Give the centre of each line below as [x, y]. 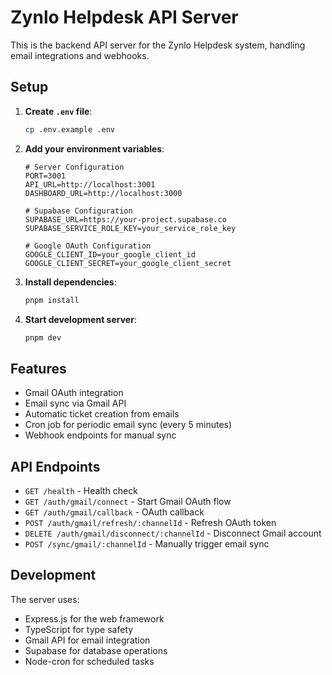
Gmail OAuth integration [74, 393]
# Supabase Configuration [78, 211]
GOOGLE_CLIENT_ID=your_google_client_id [110, 254]
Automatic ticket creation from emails [102, 414]
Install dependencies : [70, 282]
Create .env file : [58, 111]
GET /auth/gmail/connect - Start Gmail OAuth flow [128, 501]
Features [38, 368]
